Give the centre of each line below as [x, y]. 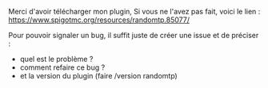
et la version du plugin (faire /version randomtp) [98, 76]
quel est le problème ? [56, 59]
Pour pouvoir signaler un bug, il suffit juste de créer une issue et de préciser [134, 35]
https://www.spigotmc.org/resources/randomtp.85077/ [99, 20]
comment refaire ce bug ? [62, 67]
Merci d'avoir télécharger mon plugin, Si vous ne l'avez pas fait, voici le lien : [134, 11]
